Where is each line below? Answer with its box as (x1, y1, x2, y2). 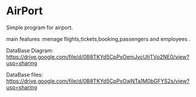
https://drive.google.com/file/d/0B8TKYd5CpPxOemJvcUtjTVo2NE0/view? (6, 53, 189, 60)
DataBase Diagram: (6, 46, 54, 54)
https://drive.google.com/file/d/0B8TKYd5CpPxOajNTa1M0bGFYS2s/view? (6, 77, 190, 85)
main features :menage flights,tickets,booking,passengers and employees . (6, 35, 191, 42)
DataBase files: (6, 71, 43, 78)
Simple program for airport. (6, 24, 73, 31)
